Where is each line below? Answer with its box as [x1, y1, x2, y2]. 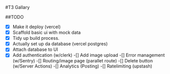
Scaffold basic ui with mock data [12, 30, 81, 36]
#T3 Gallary [5, 5, 30, 10]
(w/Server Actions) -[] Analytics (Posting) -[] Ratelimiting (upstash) [12, 63, 153, 69]
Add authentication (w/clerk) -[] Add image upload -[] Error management [12, 52, 165, 58]
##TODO [5, 14, 24, 20]
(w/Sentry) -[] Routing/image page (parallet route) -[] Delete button [12, 58, 153, 64]
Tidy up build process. [12, 35, 60, 41]
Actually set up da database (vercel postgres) [12, 41, 108, 47]
